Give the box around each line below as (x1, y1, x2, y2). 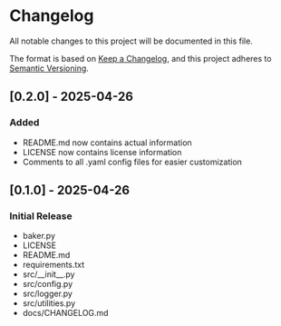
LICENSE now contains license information (22, 146, 182, 157)
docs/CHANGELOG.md (22, 308, 109, 319)
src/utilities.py (22, 298, 76, 309)
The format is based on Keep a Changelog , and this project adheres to (9, 53, 272, 64)
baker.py (22, 231, 56, 242)
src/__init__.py (22, 269, 75, 280)
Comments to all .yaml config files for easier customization (22, 156, 243, 167)
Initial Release (9, 210, 73, 222)
